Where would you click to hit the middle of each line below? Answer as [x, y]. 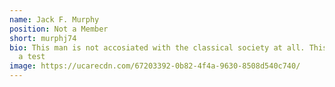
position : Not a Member [59, 29]
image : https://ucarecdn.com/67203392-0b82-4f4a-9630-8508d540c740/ [155, 66]
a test [32, 57]
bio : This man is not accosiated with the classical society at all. [157, 47]
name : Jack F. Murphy [54, 19]
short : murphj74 [43, 38]
